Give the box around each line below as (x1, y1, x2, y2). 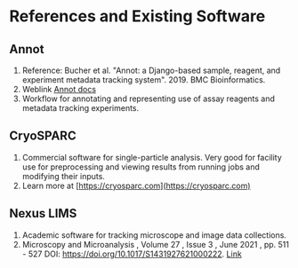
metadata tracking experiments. (21, 103, 140, 113)
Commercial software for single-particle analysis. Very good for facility (21, 152, 282, 162)
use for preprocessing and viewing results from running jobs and (21, 162, 261, 172)
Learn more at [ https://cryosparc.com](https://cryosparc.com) (21, 180, 251, 191)
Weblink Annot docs (21, 84, 96, 94)
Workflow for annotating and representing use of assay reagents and (21, 93, 276, 104)
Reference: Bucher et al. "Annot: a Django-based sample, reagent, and (21, 65, 281, 75)
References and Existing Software (9, 6, 266, 27)
